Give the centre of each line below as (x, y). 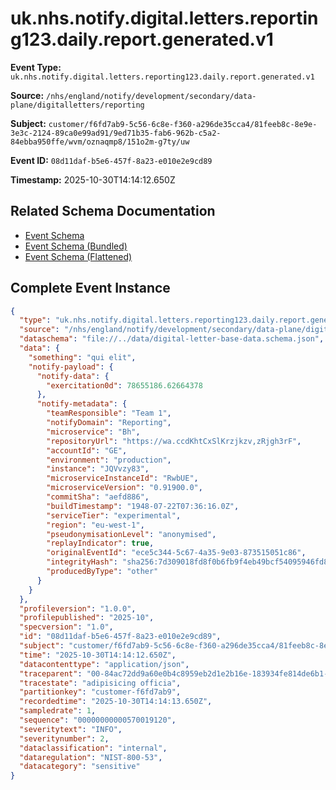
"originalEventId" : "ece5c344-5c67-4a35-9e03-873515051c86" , (176, 553)
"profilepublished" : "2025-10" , (87, 618)
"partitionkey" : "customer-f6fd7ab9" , (100, 692)
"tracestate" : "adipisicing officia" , (100, 683)
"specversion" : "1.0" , (66, 627)
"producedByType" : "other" (102, 572)
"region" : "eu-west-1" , (95, 525)
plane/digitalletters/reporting (77, 105)
